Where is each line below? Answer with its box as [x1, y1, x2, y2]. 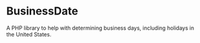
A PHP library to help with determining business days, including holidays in [6, 24, 195, 31]
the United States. [6, 30, 52, 38]
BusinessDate [6, 4, 78, 18]
